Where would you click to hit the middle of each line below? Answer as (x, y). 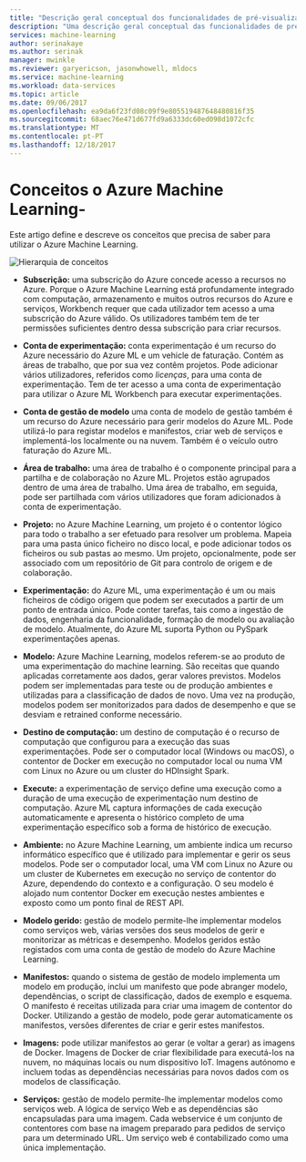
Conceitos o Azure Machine (117, 190)
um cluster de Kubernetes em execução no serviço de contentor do (149, 873)
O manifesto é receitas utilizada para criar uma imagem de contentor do (158, 1005)
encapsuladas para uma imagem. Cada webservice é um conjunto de (153, 1118)
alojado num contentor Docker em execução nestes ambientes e (143, 892)
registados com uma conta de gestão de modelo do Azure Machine (149, 949)
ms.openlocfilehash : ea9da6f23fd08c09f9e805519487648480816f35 (132, 111)
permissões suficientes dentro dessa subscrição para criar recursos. (152, 328)
